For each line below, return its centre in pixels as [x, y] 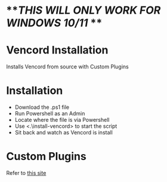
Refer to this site [26, 173]
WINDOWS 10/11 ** [54, 23]
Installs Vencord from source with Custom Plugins [68, 67]
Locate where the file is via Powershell [62, 120]
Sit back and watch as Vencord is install [64, 133]
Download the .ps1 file [42, 107]
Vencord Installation [57, 50]
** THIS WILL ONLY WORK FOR [83, 10]
